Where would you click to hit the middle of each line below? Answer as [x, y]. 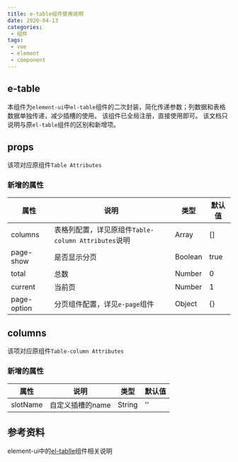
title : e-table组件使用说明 [45, 14]
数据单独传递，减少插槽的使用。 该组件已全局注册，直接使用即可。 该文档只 [118, 115]
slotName [27, 405]
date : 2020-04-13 [33, 21]
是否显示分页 [75, 257]
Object [186, 303]
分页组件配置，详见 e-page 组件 [104, 304]
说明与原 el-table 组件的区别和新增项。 [64, 124]
